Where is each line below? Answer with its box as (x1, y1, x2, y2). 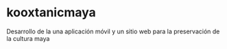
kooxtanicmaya (6, 5, 97, 20)
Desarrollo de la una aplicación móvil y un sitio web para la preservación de (6, 27, 220, 35)
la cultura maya (6, 34, 50, 42)
